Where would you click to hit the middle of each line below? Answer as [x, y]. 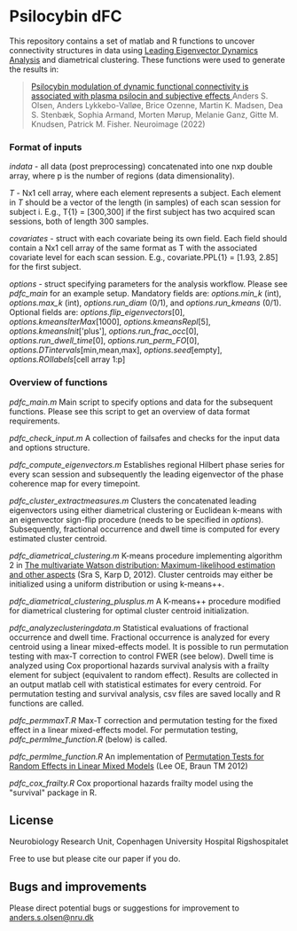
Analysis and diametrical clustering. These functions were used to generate [147, 59]
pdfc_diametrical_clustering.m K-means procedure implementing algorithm [146, 556]
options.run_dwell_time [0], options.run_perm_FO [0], [104, 341]
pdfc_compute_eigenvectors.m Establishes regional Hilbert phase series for [147, 464]
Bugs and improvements [78, 886]
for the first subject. [45, 267]
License [31, 820]
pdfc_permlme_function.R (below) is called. [88, 739]
